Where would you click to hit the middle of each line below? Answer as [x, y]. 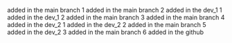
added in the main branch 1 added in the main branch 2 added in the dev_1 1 [115, 10]
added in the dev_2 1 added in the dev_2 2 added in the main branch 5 [107, 25]
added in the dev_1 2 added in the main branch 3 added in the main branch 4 [116, 17]
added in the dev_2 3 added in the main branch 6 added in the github [106, 32]
